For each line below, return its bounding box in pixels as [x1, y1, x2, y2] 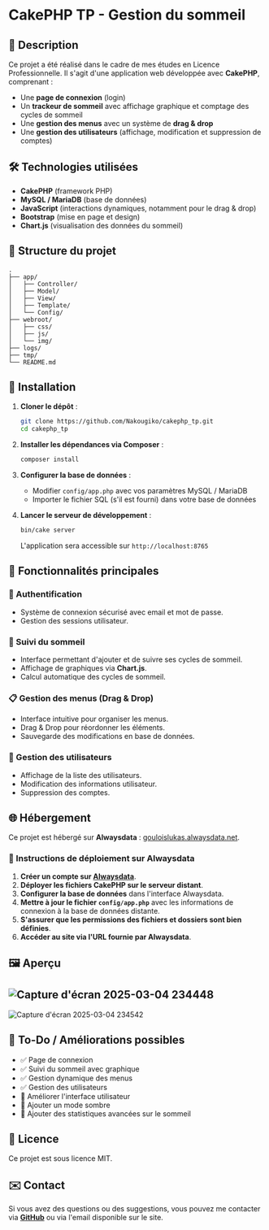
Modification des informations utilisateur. [20, 779, 158, 789]
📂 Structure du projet [8, 244, 116, 258]
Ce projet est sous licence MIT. [8, 1154, 113, 1163]
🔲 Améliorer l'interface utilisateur [20, 1091, 131, 1101]
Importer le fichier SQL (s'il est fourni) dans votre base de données [32, 494, 257, 505]
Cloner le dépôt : [20, 402, 78, 411]
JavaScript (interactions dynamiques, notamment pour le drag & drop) [20, 203, 257, 213]
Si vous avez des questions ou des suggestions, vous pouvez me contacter [8, 1204, 261, 1214]
